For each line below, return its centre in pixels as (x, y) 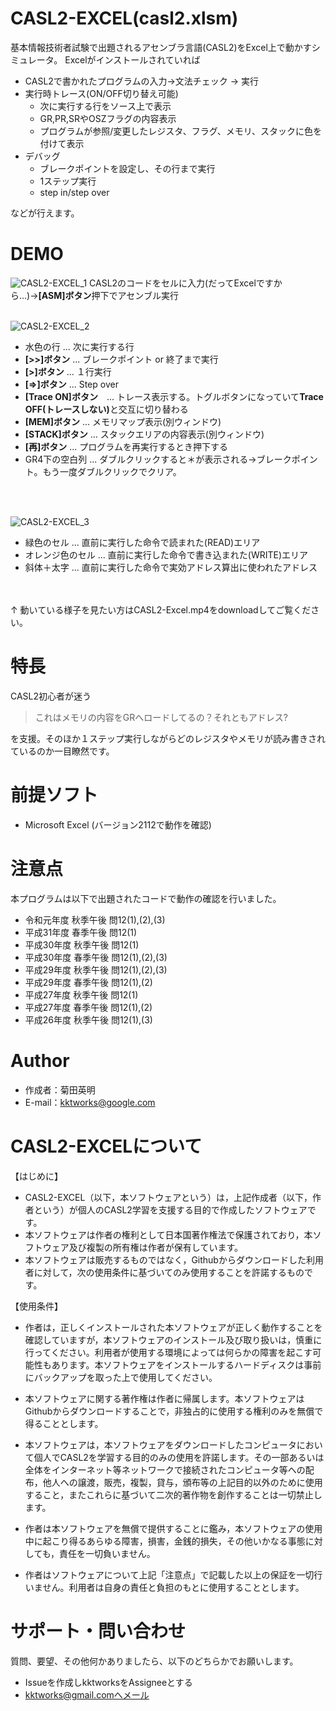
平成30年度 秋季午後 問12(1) (82, 944)
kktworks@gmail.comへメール (87, 1694)
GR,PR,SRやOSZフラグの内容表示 (108, 118)
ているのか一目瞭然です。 (62, 751)
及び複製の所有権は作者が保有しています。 (155, 1247)
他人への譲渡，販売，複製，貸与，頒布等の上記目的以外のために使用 (182, 1482)
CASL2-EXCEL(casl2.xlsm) (124, 18)
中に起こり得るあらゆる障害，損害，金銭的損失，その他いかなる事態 (165, 1541)
